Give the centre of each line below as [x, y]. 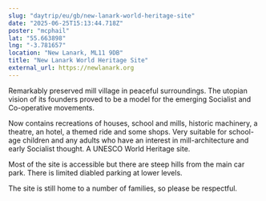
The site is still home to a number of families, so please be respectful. [123, 188]
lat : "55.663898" [37, 38]
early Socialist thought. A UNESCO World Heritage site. [99, 148]
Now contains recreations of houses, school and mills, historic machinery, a [133, 123]
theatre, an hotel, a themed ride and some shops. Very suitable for [117, 131]
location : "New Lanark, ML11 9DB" [66, 53]
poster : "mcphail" [39, 30]
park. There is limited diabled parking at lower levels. [95, 172]
